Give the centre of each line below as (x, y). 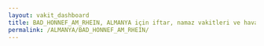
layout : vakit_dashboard (49, 15)
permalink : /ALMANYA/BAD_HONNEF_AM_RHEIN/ (79, 30)
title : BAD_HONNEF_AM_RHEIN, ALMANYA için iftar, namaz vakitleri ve (125, 23)
